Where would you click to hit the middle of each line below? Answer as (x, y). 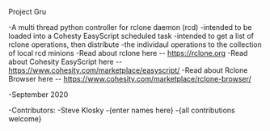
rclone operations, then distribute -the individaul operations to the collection (135, 44)
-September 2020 (38, 95)
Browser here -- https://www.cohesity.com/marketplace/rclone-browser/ (130, 79)
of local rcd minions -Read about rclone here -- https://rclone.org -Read (128, 53)
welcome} (25, 119)
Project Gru (27, 12)
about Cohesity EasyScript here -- (65, 61)
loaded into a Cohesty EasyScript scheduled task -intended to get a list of (131, 36)
